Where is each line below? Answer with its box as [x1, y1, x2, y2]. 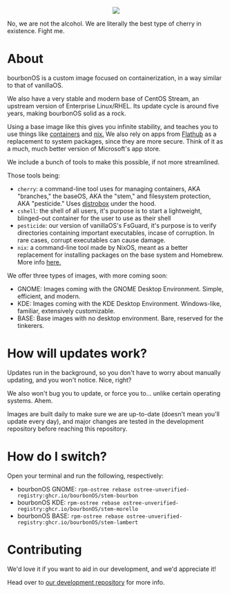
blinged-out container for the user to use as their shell [17, 214, 171, 222]
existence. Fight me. [7, 27, 65, 35]
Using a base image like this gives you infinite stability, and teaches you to [7, 122, 219, 130]
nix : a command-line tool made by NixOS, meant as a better [17, 243, 189, 251]
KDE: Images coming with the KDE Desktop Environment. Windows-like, [17, 299, 222, 307]
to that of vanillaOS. [7, 81, 64, 89]
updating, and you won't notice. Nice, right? [7, 376, 132, 384]
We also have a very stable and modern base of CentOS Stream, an [7, 94, 199, 103]
